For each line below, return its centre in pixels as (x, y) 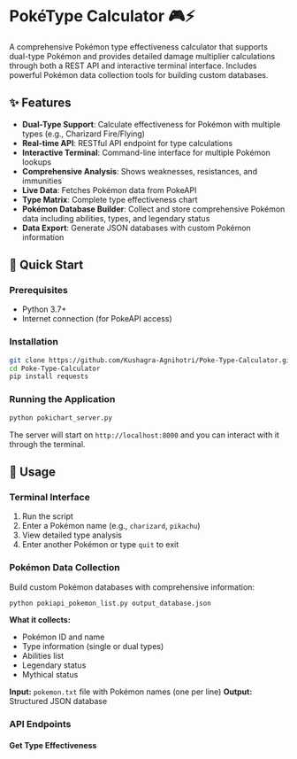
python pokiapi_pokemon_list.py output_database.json (110, 603)
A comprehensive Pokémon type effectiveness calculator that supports (138, 46)
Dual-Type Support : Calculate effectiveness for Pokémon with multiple (151, 124)
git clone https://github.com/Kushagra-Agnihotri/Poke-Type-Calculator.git (152, 360)
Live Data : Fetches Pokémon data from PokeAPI (109, 190)
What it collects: (40, 620)
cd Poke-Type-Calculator (55, 368)
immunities (42, 181)
